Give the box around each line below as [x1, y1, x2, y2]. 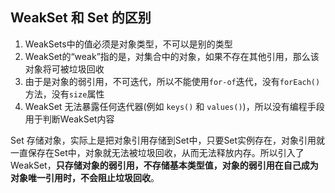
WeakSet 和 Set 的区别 [10, 9, 152, 27]
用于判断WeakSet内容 [24, 113, 115, 125]
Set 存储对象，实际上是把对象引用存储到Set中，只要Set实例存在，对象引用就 [10, 134, 326, 146]
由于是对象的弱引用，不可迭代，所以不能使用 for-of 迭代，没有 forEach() [24, 75, 321, 87]
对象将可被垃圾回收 [24, 63, 105, 75]
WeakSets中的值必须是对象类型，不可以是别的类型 [24, 38, 233, 50]
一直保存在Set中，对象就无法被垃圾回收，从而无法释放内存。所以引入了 [10, 146, 305, 158]
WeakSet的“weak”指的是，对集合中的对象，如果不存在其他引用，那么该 [24, 50, 320, 62]
